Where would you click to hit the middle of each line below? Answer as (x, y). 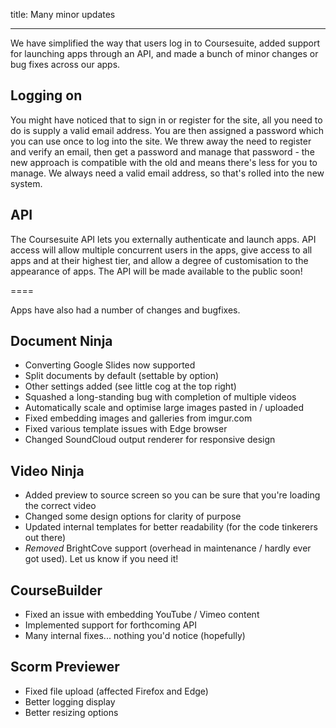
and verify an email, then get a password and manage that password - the (162, 151)
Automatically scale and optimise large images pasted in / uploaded (164, 408)
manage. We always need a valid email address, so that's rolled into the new (167, 173)
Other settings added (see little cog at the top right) (130, 386)
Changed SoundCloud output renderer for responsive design (150, 440)
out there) (45, 538)
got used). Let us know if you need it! (101, 559)
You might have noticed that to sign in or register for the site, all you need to (166, 120)
